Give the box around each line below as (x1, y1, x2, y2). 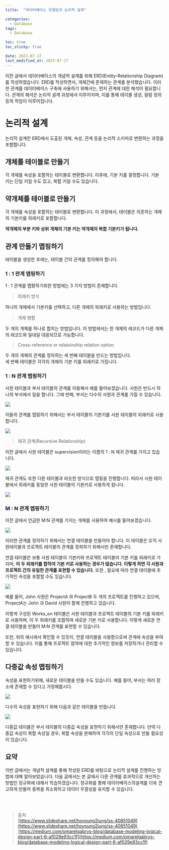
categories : (5, 16, 30, 22)
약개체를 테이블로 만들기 (5, 194, 75, 203)
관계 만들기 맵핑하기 (5, 242, 63, 250)
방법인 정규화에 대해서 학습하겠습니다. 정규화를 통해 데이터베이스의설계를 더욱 (5, 779, 157, 785)
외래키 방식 (17, 293, 40, 299)
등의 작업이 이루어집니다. (5, 98, 54, 104)
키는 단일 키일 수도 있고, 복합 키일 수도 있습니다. (5, 178, 99, 184)
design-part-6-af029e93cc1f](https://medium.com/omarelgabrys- (17, 833, 155, 839)
